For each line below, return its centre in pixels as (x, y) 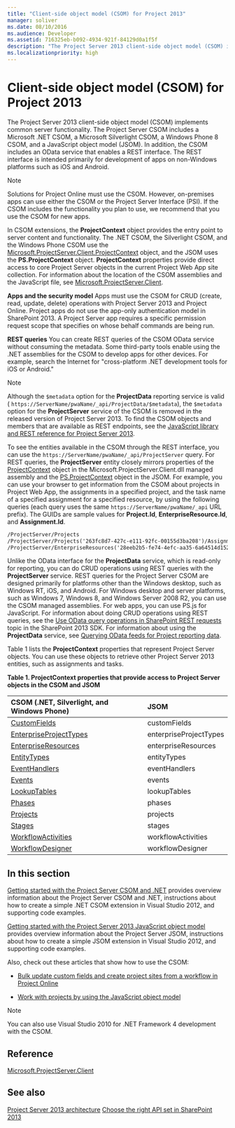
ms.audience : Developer (42, 33)
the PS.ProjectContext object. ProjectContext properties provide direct (111, 260)
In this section (39, 874)
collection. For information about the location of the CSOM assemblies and (115, 274)
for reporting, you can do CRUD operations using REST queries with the (111, 569)
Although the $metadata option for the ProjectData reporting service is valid (116, 396)
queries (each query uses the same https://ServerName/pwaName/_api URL (114, 507)
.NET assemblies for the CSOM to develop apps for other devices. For (108, 354)
